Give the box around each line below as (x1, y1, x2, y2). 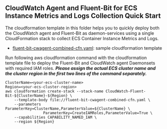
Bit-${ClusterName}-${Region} (5, 93, 68, 98)
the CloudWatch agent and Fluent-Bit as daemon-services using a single (5, 30, 155, 36)
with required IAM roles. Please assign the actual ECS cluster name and (5, 65, 156, 71)
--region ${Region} (14, 119, 55, 124)
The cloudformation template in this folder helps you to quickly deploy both (5, 25, 160, 31)
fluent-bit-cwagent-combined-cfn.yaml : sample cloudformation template (12, 45, 163, 51)
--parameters (14, 102, 41, 107)
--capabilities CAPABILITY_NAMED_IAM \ (14, 115, 97, 120)
